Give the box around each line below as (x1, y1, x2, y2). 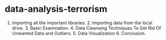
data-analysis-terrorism (5, 3, 107, 15)
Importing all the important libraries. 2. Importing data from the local (12, 20, 152, 26)
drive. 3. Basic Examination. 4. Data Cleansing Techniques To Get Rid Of (12, 25, 161, 31)
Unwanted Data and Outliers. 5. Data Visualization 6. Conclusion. (12, 30, 146, 36)
